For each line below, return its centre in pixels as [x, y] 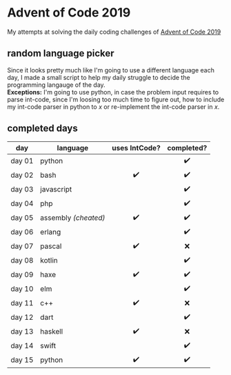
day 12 [22, 317]
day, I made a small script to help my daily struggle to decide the [99, 77]
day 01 [22, 161]
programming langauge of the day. [56, 85]
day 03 [22, 190]
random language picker [61, 53]
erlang [51, 232]
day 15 [22, 360]
